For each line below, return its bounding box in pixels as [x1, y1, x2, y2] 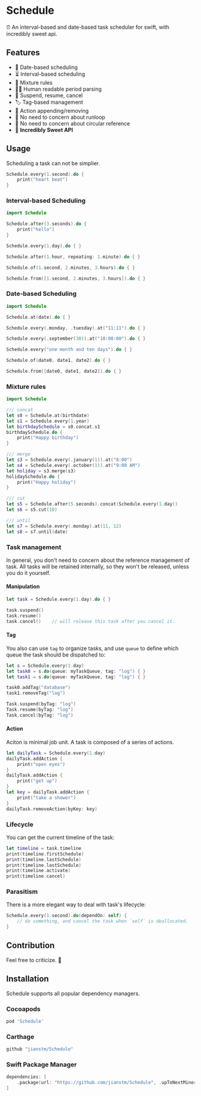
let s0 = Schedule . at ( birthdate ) [6, 412, 90, 418]
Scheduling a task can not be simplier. [6, 160, 100, 167]
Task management [6, 543, 62, 551]
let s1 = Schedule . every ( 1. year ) [6, 418, 90, 424]
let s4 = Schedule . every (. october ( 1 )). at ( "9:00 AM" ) [6, 462, 141, 468]
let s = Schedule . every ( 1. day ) [6, 663, 84, 669]
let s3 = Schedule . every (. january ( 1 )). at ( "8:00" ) [6, 457, 133, 463]
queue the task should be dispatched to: [6, 651, 106, 658]
